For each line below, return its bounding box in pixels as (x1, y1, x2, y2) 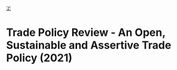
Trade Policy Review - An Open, (6, 26, 166, 39)
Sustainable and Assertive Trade (6, 38, 172, 52)
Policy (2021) (6, 51, 73, 65)
